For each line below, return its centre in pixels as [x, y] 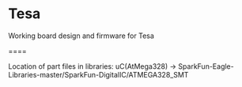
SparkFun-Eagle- [206, 66]
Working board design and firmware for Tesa [81, 36]
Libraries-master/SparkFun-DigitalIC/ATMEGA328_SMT [98, 74]
